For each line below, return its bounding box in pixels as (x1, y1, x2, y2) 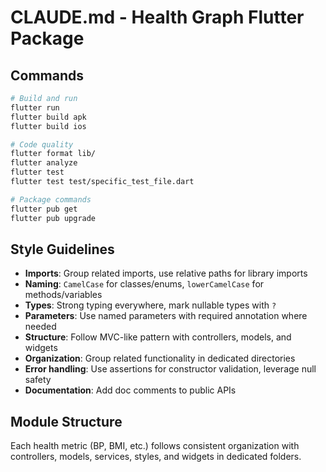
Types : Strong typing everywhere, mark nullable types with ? (24, 299, 277, 311)
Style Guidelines (10, 241, 115, 258)
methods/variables (24, 289, 103, 301)
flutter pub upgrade (10, 213, 97, 223)
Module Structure (10, 413, 123, 430)
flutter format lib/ (10, 149, 97, 159)
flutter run (10, 102, 60, 113)
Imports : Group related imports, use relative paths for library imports (24, 267, 308, 280)
